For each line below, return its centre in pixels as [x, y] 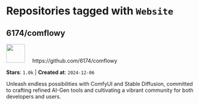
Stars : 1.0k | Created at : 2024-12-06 [50, 72]
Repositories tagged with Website [90, 11]
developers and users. [34, 96]
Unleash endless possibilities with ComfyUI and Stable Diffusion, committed [99, 84]
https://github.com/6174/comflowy [75, 61]
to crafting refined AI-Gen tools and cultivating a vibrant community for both [100, 90]
